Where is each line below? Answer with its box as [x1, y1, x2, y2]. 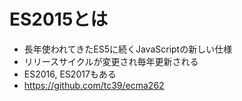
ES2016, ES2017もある [23, 68, 117, 80]
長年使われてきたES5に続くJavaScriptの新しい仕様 [23, 43, 233, 55]
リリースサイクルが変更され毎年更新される [23, 55, 199, 67]
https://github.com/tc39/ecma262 [23, 79, 165, 91]
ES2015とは [9, 8, 109, 31]
